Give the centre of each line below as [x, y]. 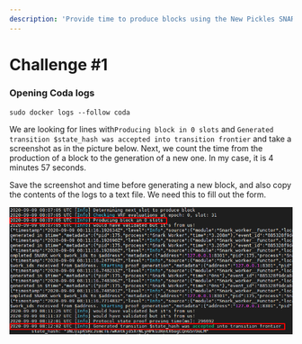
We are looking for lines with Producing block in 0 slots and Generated [142, 130]
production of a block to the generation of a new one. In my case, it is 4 [142, 158]
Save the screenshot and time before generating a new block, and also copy [151, 186]
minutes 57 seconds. [48, 167]
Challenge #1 [58, 64]
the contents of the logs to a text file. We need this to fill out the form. [138, 195]
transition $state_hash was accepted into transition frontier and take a [151, 139]
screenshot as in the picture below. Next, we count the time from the [136, 149]
